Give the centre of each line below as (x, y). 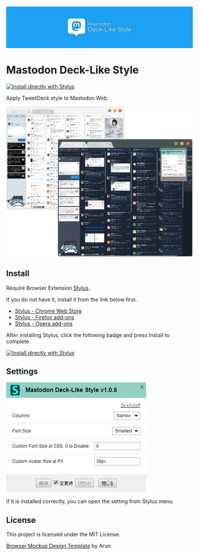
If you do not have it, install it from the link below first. (72, 299)
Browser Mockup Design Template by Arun (59, 546)
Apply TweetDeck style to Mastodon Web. (57, 98)
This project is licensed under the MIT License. (63, 534)
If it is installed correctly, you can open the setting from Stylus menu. (90, 502)
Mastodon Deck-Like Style (73, 70)
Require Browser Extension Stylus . (48, 288)
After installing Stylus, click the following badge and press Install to (88, 335)
